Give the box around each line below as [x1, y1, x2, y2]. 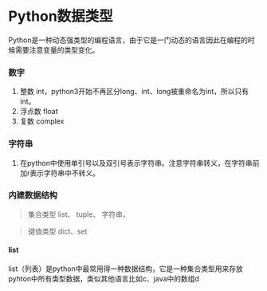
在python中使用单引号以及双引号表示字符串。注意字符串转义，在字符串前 [19, 158, 260, 167]
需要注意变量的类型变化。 [14, 45, 100, 54]
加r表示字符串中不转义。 [19, 168, 100, 178]
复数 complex [19, 116, 65, 126]
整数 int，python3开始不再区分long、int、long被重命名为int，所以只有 [19, 87, 249, 96]
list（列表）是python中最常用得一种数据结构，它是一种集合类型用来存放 [8, 264, 243, 273]
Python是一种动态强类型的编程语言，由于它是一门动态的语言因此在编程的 [8, 35, 249, 45]
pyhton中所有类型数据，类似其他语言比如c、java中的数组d [8, 274, 199, 284]
